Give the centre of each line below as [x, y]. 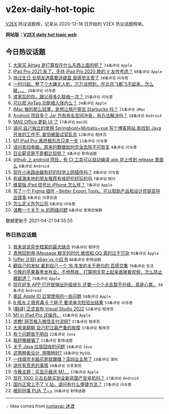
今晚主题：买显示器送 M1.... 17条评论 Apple [56, 372]
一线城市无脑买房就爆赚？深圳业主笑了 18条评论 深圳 [65, 359]
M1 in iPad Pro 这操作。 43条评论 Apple [52, 315]
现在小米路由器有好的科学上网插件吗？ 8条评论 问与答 [66, 172]
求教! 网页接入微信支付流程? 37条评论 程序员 [56, 321]
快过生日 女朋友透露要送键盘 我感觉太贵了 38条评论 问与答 [71, 78]
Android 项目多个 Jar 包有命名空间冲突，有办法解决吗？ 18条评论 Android [87, 115]
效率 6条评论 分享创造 [37, 197]
